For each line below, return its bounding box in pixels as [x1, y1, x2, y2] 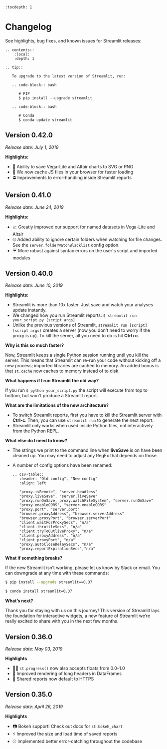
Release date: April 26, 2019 [5, 704, 63, 710]
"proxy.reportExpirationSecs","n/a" [19, 546, 96, 552]
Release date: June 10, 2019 [5, 282, 63, 288]
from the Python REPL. [12, 428, 59, 434]
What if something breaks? [5, 555, 63, 561]
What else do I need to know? [5, 438, 67, 444]
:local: [14, 51, 30, 57]
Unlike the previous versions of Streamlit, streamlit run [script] [12, 322, 148, 328]
